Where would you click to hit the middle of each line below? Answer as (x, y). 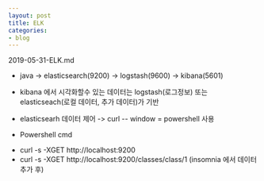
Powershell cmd (46, 135)
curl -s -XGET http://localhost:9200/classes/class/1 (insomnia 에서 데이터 (138, 160)
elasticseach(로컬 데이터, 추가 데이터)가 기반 (89, 102)
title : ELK (26, 23)
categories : (28, 30)
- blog (19, 38)
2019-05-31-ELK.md (41, 60)
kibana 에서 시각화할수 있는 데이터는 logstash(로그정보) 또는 (114, 92)
